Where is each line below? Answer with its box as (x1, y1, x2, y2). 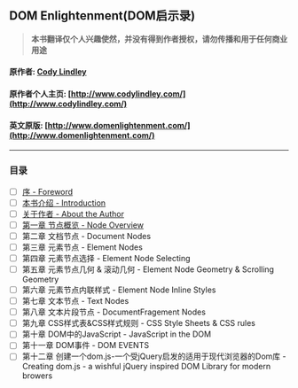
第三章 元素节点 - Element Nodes (21, 242, 144, 252)
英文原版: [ (9, 120, 49, 130)
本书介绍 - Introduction (21, 198, 106, 208)
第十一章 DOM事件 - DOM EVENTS (21, 340, 149, 351)
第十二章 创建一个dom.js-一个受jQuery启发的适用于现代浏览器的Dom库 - (21, 351, 286, 361)
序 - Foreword (21, 186, 74, 197)
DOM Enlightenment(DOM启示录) (9, 8, 196, 24)
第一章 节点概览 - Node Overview (21, 220, 145, 230)
